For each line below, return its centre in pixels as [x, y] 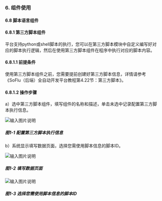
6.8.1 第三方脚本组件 [25, 32]
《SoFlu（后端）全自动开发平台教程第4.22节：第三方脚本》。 [65, 80]
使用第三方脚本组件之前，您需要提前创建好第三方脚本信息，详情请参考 [76, 74]
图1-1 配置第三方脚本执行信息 [34, 132]
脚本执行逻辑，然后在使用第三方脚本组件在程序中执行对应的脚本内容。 [84, 50]
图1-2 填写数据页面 [24, 168]
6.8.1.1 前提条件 [20, 62]
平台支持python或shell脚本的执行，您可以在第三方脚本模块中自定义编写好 [79, 44]
